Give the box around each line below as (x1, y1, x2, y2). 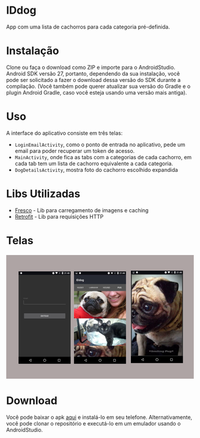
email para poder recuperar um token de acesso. (14, 147, 135, 155)
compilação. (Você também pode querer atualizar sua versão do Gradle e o (6, 83, 190, 90)
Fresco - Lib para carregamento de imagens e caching (14, 206, 149, 214)
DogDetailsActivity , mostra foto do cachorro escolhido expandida (14, 166, 179, 173)
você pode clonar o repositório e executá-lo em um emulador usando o (6, 420, 181, 427)
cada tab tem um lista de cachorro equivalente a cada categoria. (14, 160, 174, 167)
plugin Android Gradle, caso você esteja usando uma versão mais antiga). (6, 89, 187, 96)
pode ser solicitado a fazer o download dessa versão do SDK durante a (6, 76, 181, 83)
